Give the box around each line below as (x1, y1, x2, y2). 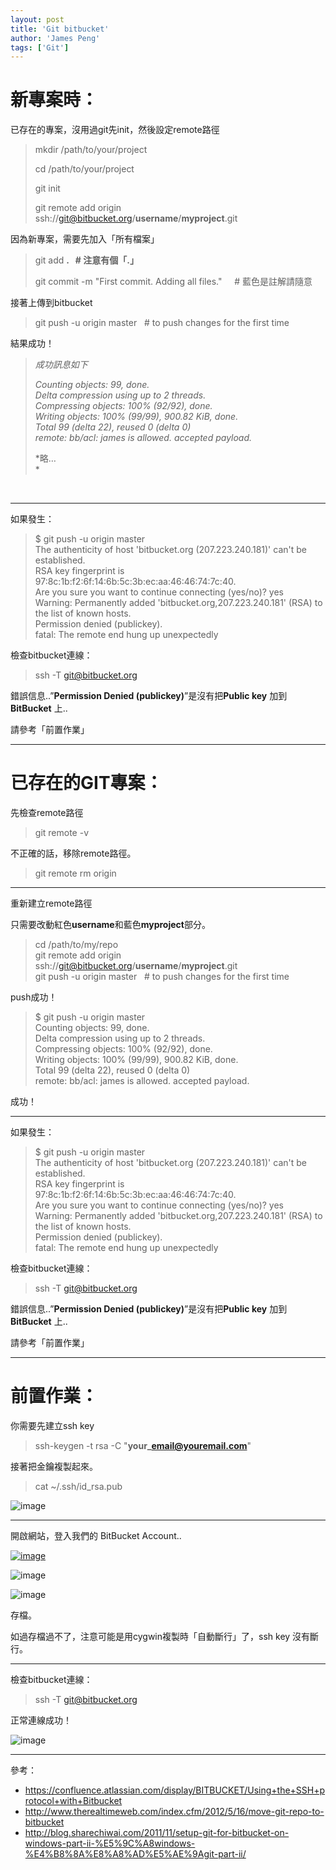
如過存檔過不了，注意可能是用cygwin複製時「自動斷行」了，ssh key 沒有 (10, 1631, 311, 1643)
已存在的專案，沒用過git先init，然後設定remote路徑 (10, 124, 220, 136)
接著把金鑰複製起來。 (10, 1461, 98, 1473)
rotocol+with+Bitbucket (24, 1795, 123, 1807)
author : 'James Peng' (10, 33, 101, 43)
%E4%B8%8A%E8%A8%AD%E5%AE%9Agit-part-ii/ (24, 1848, 247, 1860)
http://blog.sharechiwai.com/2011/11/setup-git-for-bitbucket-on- (24, 1827, 290, 1839)
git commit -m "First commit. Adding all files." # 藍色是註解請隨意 (34, 276, 313, 288)
